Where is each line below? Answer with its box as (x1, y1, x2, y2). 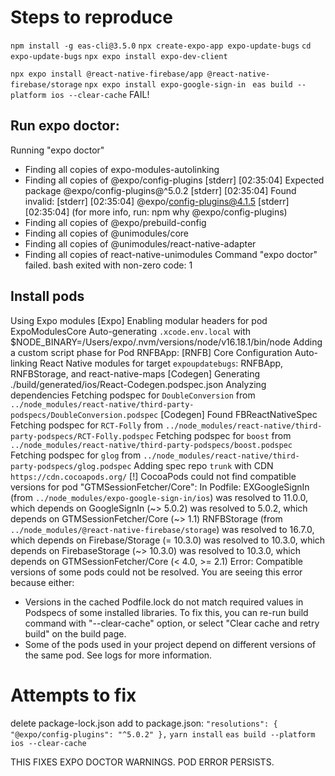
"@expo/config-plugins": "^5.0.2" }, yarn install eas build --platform (10, 729, 316, 740)
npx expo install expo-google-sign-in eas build (84, 79, 293, 90)
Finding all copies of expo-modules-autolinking (24, 163, 220, 175)
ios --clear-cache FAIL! (50, 88, 150, 100)
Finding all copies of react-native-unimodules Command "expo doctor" (24, 248, 318, 260)
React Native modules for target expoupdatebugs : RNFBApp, (39, 357, 284, 369)
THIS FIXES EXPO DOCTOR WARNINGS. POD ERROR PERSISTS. (10, 756, 275, 768)
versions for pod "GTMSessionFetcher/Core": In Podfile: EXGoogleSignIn (10, 481, 310, 493)
